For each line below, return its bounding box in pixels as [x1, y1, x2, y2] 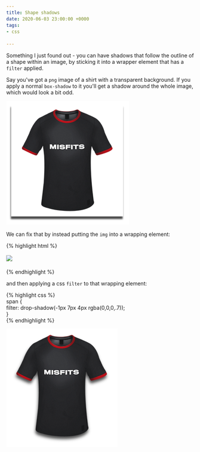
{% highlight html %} [6, 242, 58, 250]
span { [6, 298, 23, 305]
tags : [6, 22, 20, 28]
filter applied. [6, 64, 44, 72]
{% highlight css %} [6, 291, 56, 299]
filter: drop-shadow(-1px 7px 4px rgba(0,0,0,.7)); [6, 305, 125, 312]
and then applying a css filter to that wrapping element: [6, 280, 147, 287]
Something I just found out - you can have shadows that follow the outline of [6, 52, 194, 59]
